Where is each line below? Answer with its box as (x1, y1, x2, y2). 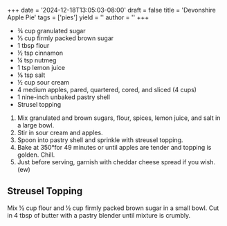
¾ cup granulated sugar (17, 27, 86, 35)
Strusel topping (17, 101, 62, 108)
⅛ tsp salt (17, 71, 46, 79)
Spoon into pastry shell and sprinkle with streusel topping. (17, 136, 183, 144)
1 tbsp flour (17, 42, 50, 49)
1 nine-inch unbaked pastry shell (17, 93, 111, 101)
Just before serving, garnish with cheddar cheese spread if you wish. (17, 158, 216, 166)
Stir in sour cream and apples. (17, 128, 103, 137)
